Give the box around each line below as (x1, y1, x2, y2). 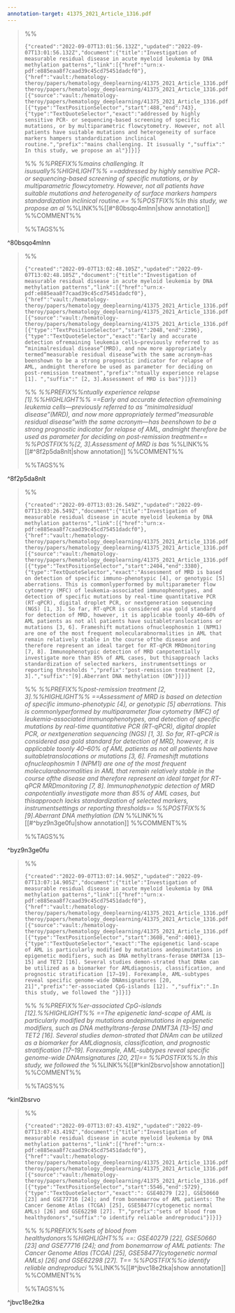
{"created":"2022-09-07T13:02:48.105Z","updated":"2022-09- (24, 265, 204, 273)
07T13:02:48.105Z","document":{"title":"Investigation (24, 271, 188, 278)
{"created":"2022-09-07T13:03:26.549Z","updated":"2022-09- (24, 501, 204, 508)
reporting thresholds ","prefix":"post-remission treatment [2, (24, 666, 216, 673)
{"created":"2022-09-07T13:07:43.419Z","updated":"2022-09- (24, 1122, 204, 1129)
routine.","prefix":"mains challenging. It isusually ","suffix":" (24, 141, 225, 148)
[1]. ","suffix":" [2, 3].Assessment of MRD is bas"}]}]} (24, 375, 197, 382)
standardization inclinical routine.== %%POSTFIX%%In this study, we (24, 196, 228, 205)
